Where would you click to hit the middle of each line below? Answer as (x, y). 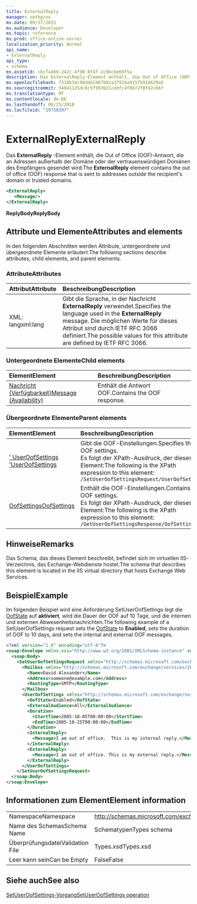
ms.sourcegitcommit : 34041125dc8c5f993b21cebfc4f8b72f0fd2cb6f (85, 88)
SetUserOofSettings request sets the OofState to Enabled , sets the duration (98, 628)
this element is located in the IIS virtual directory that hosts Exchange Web (96, 571)
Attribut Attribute (33, 289)
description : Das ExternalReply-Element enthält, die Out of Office (91, 77)
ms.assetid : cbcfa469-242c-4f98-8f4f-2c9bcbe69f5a (69, 72)
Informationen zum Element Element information (96, 800)
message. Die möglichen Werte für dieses (120, 321)
